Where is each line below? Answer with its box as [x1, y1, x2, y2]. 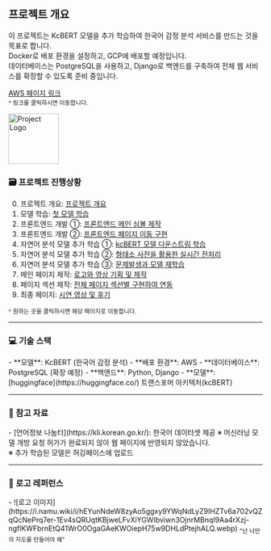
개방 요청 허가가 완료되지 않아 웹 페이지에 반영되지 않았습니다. [16, 437, 211, 447]
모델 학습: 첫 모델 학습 [19, 209, 90, 219]
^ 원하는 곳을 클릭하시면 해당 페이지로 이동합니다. [8, 308, 137, 316]
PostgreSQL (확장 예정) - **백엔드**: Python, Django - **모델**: [8, 368, 216, 377]
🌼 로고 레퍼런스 [8, 477, 64, 489]
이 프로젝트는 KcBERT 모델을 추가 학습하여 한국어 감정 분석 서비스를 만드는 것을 [8, 31, 259, 40]
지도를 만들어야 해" [15, 536, 65, 544]
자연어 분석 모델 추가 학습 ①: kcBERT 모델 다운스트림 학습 [19, 239, 206, 249]
